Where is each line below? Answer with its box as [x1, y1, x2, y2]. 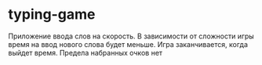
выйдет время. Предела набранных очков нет [8, 48, 163, 57]
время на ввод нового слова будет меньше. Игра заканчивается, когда [8, 39, 249, 49]
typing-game [8, 5, 96, 23]
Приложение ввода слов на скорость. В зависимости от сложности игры [8, 31, 255, 41]
